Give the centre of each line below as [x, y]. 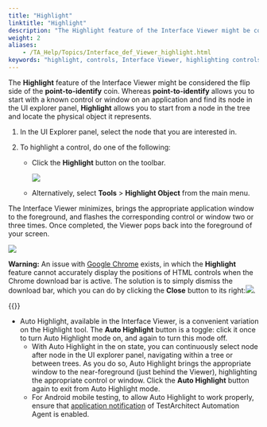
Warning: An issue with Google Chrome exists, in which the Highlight [122, 264]
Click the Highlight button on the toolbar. [99, 162]
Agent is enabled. [60, 413]
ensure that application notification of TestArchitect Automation [135, 406]
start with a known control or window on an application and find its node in [130, 99]
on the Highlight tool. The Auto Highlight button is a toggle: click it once [137, 329]
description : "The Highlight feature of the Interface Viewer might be [129, 30]
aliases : [23, 45]
